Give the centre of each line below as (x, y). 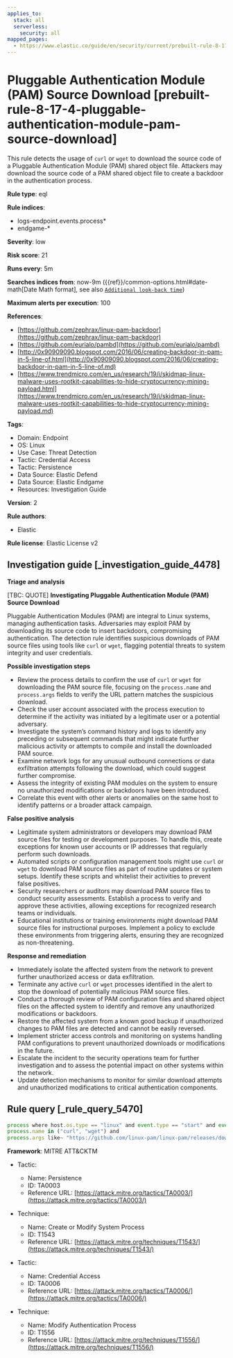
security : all (40, 33)
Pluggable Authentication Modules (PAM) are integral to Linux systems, (109, 616)
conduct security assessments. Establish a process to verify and (110, 898)
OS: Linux (31, 445)
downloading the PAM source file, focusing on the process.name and (114, 687)
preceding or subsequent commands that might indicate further (108, 738)
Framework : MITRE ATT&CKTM (53, 1151)
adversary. (33, 724)
